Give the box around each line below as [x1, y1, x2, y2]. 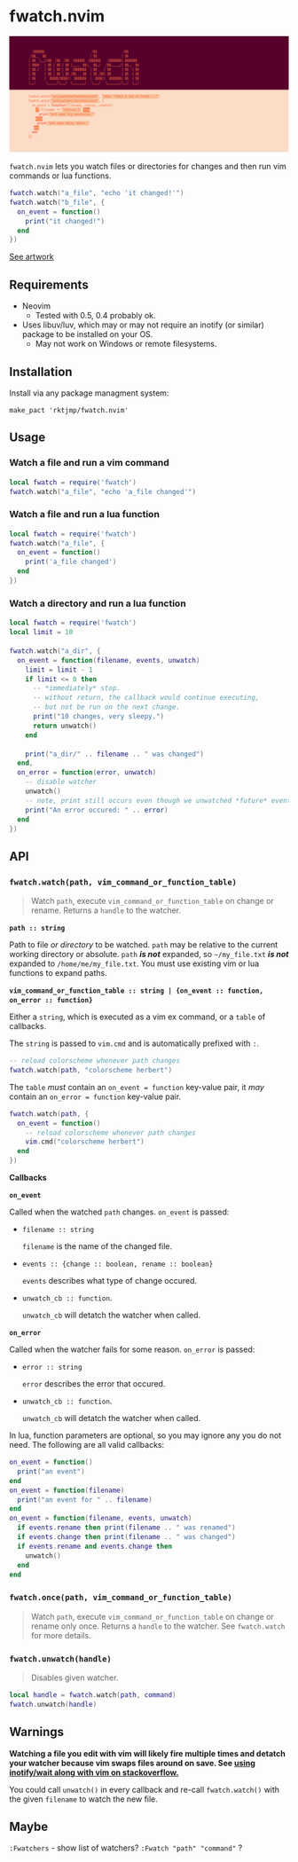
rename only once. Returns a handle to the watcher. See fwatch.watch [30, 1621, 286, 1631]
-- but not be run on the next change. [32, 703, 180, 711]
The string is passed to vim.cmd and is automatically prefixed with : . [9, 1038, 260, 1049]
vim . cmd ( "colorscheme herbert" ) [25, 1137, 145, 1146]
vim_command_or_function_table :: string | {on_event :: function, [9, 986, 264, 995]
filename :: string [21, 1226, 95, 1235]
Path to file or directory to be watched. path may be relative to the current [9, 939, 278, 950]
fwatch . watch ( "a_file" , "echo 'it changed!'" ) [9, 189, 184, 198]
